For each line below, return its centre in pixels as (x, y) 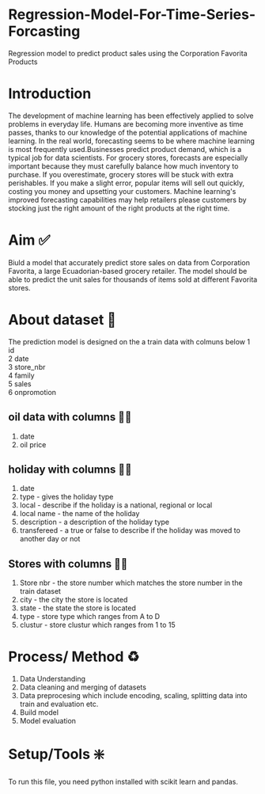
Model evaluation (48, 721)
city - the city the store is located (74, 600)
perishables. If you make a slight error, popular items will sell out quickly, (127, 183)
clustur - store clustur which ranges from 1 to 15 (97, 625)
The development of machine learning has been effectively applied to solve (131, 116)
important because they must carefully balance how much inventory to (123, 166)
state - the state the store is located (78, 608)
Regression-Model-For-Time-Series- (132, 15)
